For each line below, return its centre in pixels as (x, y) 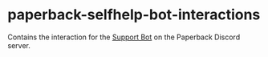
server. (19, 45)
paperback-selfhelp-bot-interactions (134, 15)
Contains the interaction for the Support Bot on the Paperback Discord (124, 37)
